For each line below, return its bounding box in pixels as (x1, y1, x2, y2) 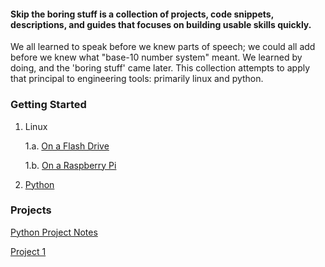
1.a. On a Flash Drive (24, 140, 110, 152)
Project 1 (10, 245, 47, 257)
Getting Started (10, 98, 87, 112)
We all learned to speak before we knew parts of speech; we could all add (10, 41, 316, 53)
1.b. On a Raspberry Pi (24, 159, 117, 171)
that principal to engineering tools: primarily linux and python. (10, 73, 264, 85)
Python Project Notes (10, 226, 98, 238)
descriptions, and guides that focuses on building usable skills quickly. (10, 18, 312, 30)
